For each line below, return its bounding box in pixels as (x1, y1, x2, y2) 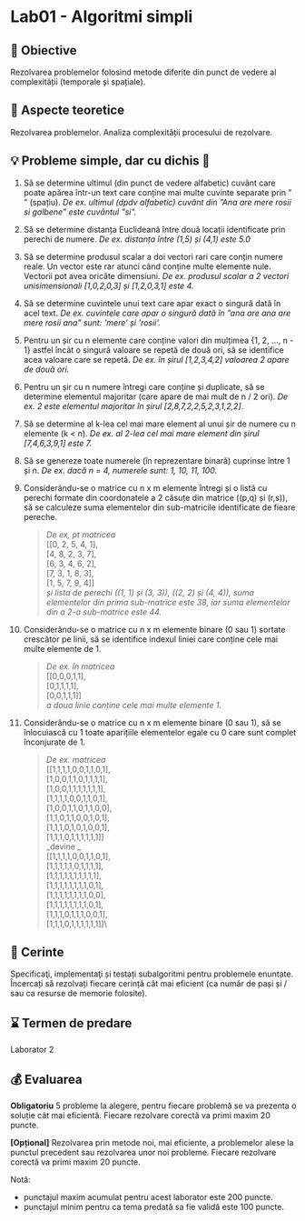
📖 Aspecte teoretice (10, 103, 125, 118)
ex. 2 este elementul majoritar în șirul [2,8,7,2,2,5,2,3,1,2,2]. (23, 400, 244, 411)
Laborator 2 (10, 1044, 54, 1056)
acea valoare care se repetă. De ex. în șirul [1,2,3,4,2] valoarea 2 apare (23, 354, 290, 365)
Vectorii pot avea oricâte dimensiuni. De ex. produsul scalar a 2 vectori (23, 270, 290, 281)
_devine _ (45, 841, 82, 852)
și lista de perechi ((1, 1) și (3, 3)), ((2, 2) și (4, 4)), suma (45, 586, 255, 597)
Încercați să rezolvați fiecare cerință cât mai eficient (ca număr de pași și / (10, 978, 288, 989)
